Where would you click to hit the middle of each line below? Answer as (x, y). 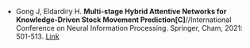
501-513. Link (37, 36)
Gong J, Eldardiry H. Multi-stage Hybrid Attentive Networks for (121, 11)
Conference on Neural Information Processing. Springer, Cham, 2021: (129, 28)
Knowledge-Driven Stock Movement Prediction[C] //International (123, 20)
